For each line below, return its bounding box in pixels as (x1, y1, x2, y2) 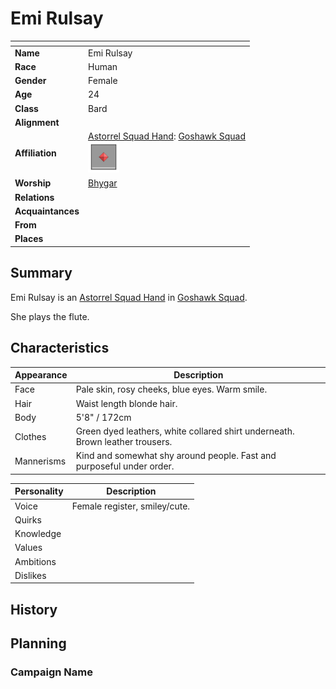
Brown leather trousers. (75, 436, 173, 448)
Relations (14, 191, 55, 203)
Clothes (14, 430, 47, 442)
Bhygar (88, 177, 118, 189)
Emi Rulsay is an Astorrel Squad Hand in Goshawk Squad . (10, 291, 248, 303)
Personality (14, 485, 64, 497)
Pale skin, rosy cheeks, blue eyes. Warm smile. (75, 383, 268, 396)
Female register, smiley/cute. (71, 500, 191, 512)
